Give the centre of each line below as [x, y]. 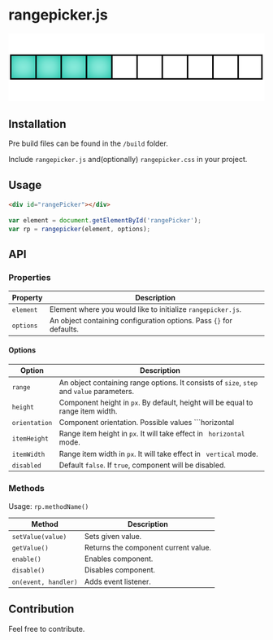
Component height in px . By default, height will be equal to [156, 402]
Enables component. [119, 559]
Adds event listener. [118, 581]
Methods [26, 489]
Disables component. [120, 570]
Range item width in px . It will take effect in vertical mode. [158, 454]
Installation [37, 124]
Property [27, 297]
